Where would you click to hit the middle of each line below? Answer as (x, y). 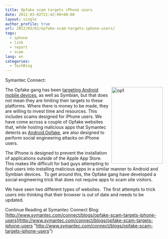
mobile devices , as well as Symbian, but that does (57, 95)
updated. (14, 200)
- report (19, 47)
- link (16, 43)
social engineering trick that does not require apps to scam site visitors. (79, 180)
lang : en (14, 56)
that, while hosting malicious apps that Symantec (56, 127)
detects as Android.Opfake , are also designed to (55, 133)
